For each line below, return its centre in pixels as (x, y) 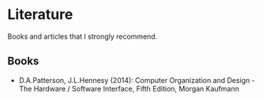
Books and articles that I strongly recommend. (83, 36)
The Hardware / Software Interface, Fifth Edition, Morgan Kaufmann (129, 88)
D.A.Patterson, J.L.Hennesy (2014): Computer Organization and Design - (137, 80)
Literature (40, 15)
